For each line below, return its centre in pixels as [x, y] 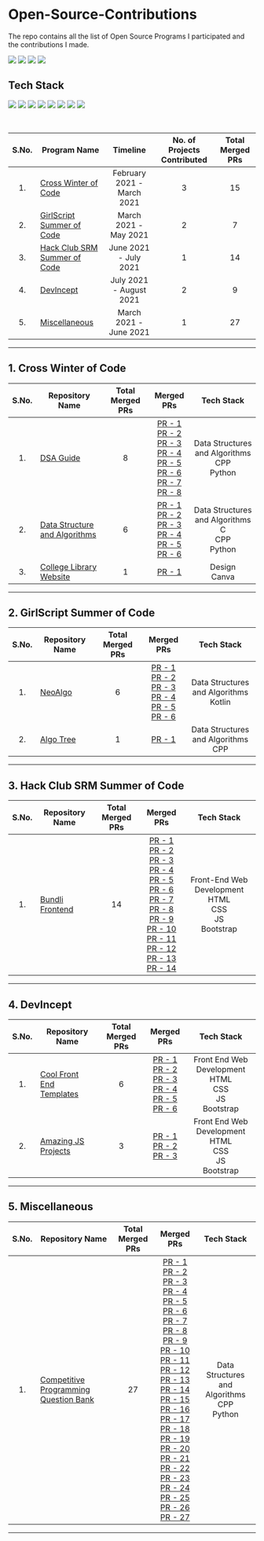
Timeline [130, 149]
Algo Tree [58, 739]
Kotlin [220, 703]
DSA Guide [60, 457]
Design [223, 567]
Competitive [62, 1379]
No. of [184, 140]
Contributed [184, 160]
